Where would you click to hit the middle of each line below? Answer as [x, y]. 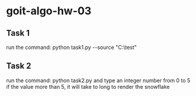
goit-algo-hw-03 [49, 11]
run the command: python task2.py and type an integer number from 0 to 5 [98, 80]
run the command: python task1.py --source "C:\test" [71, 47]
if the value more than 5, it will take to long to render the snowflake [88, 86]
